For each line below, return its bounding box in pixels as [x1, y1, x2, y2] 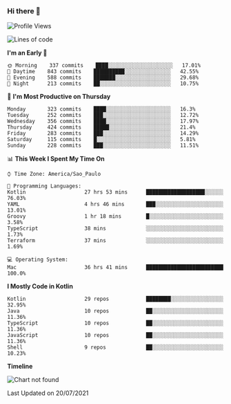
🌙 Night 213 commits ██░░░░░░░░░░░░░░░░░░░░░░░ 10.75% [7, 80, 199, 87]
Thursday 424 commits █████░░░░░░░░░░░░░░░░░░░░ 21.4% [7, 124, 196, 131]
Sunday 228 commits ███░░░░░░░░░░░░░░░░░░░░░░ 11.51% [7, 142, 199, 149]
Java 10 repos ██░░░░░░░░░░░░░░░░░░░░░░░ [7, 308, 224, 315]
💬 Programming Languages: [7, 183, 81, 190]
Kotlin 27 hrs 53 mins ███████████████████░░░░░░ [7, 189, 224, 196]
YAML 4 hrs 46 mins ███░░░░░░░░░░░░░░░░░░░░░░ [7, 201, 224, 208]
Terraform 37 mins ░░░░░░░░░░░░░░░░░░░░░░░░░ [7, 237, 224, 244]
